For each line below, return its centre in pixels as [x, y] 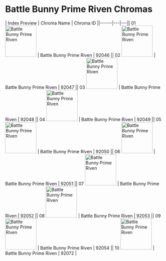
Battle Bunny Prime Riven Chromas [79, 9]
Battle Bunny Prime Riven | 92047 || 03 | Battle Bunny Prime [83, 87]
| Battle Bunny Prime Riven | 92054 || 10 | [96, 248]
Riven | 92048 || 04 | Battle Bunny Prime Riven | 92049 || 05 [83, 119]
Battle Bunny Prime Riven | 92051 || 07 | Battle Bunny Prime [82, 184]
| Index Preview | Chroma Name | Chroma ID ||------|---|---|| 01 [71, 23]
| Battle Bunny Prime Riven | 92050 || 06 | [96, 151]
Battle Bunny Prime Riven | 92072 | [41, 253]
